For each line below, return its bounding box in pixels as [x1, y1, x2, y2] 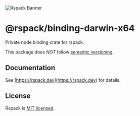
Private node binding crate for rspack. [5, 39, 84, 45]
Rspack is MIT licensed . [5, 105, 55, 111]
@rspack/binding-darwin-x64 [5, 23, 135, 34]
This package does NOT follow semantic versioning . [5, 49, 114, 55]
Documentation [5, 64, 56, 72]
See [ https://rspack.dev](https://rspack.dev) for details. [5, 77, 121, 83]
